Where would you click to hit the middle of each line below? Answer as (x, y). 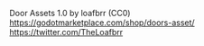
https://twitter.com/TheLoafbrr (66, 32)
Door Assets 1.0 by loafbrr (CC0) (70, 13)
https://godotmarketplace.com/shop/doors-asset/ (102, 23)
